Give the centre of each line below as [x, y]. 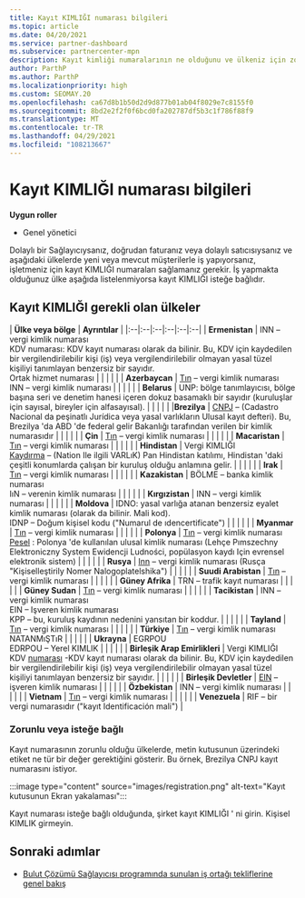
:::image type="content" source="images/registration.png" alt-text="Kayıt [148, 786]
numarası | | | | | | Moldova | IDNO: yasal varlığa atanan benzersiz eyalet [144, 503]
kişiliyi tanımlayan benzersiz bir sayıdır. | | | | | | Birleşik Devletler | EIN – [144, 677]
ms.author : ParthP [44, 77]
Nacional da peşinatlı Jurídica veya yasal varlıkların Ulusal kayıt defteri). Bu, [151, 416]
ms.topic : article [44, 26]
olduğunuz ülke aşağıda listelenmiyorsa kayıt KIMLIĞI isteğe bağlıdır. [138, 279]
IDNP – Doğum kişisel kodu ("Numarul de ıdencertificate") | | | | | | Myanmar [152, 523]
